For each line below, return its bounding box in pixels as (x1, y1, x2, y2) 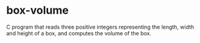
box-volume (6, 4, 69, 17)
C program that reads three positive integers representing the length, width (6, 23, 195, 30)
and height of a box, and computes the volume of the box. (6, 29, 152, 36)
